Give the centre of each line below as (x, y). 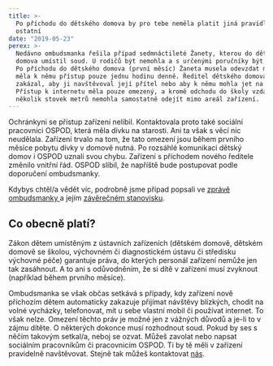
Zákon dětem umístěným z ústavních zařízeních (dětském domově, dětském (136, 243)
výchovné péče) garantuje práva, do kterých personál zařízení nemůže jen (133, 261)
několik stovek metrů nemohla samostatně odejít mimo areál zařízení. (138, 99)
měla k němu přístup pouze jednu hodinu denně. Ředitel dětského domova (141, 76)
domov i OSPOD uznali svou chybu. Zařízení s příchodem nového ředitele (131, 157)
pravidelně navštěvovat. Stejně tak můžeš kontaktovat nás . (107, 354)
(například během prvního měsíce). (67, 278)
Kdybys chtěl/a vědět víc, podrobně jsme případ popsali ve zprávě (119, 189)
